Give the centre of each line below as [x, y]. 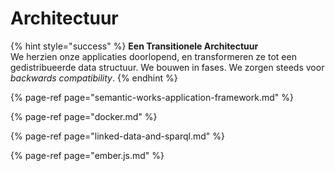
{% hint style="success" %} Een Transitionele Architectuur [134, 46]
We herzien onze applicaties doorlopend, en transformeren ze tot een [153, 56]
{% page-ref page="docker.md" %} [84, 116]
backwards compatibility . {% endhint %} [94, 78]
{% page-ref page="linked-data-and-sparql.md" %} [117, 136]
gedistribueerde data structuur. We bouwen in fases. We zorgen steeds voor [167, 67]
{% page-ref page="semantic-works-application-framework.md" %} [152, 97]
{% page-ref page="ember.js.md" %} [87, 155]
